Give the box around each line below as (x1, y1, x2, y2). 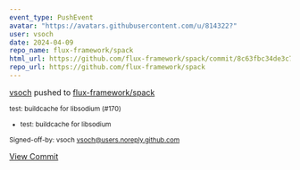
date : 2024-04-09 (9, 37, 74, 47)
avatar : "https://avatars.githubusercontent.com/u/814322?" (9, 21, 238, 30)
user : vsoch (9, 29, 54, 38)
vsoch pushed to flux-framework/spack (9, 86, 155, 98)
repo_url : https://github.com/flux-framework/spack (9, 63, 205, 72)
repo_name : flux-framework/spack (9, 46, 134, 55)
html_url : (9, 54, 46, 63)
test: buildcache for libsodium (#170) (9, 104, 122, 113)
